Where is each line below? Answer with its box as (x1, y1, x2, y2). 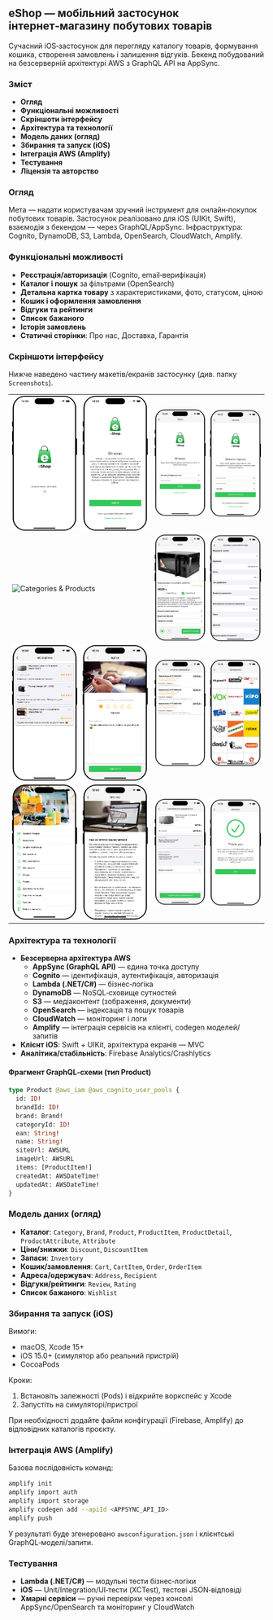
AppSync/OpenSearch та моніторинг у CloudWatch (19, 1602, 195, 1612)
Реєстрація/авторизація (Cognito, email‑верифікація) (19, 270, 206, 279)
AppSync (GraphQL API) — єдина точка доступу (32, 961, 200, 972)
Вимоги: (8, 1327, 37, 1337)
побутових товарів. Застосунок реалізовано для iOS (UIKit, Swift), (8, 213, 236, 223)
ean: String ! (15, 1129, 60, 1137)
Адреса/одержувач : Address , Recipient (19, 1270, 158, 1280)
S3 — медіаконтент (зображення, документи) (32, 996, 192, 1006)
